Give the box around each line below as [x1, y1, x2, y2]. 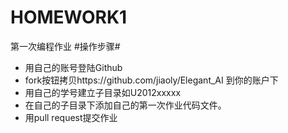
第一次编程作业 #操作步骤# [10, 40, 121, 52]
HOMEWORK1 [10, 6, 128, 29]
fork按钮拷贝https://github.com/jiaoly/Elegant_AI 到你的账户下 [24, 74, 279, 86]
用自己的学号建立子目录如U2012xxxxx [24, 86, 182, 98]
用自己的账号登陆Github [24, 61, 123, 73]
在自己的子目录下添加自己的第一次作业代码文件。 [24, 99, 227, 111]
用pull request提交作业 [24, 111, 118, 123]
